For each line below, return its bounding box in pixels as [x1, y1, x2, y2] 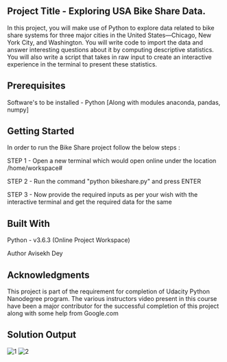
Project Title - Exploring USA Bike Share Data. [7, 5, 206, 17]
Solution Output [7, 329, 77, 341]
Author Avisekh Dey [7, 250, 63, 258]
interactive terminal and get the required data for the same [7, 198, 173, 206]
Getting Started [7, 125, 75, 137]
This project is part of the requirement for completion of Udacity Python [7, 287, 211, 295]
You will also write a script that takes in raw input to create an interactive [7, 53, 212, 61]
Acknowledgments [7, 269, 91, 280]
